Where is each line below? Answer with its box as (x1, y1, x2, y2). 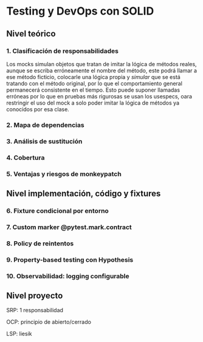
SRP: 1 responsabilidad (6, 307, 64, 314)
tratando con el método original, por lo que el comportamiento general (6, 80, 182, 87)
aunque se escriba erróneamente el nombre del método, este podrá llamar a (6, 67, 198, 74)
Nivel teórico (6, 29, 56, 39)
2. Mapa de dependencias (6, 120, 84, 129)
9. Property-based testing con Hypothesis (6, 255, 134, 264)
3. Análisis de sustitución (6, 137, 83, 145)
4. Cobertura (6, 153, 45, 162)
